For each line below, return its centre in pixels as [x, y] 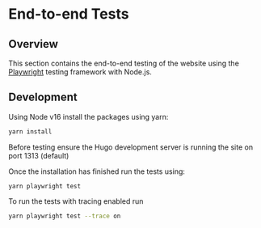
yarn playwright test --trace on [65, 216]
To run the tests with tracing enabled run [76, 201]
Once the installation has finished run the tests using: [97, 171]
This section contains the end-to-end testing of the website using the [124, 63]
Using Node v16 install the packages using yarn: [88, 116]
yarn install [30, 131]
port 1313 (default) [39, 155]
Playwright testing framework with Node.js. [80, 72]
